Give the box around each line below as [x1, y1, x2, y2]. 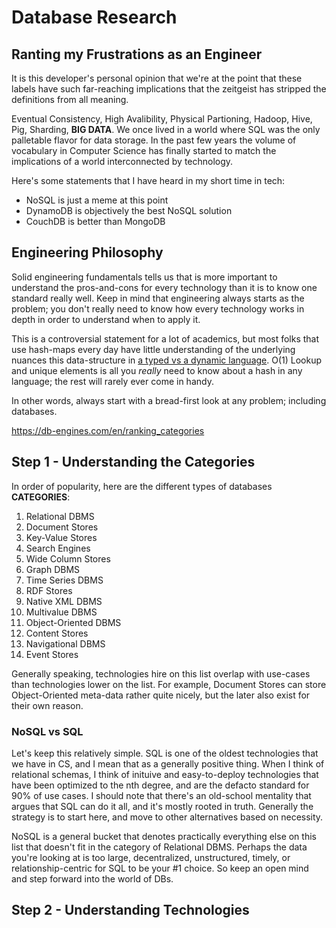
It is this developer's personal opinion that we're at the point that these [11, 72, 303, 84]
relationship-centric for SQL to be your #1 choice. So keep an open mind [11, 862, 309, 874]
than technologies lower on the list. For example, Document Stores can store [11, 678, 327, 690]
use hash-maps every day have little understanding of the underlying [11, 343, 296, 355]
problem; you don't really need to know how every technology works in [11, 302, 305, 315]
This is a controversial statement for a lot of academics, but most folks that [11, 332, 320, 345]
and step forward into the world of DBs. [11, 872, 174, 885]
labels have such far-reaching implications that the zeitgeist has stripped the [11, 83, 327, 95]
